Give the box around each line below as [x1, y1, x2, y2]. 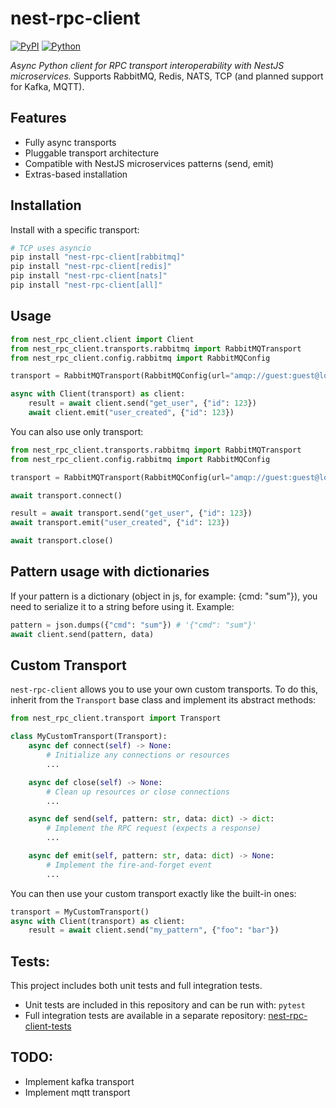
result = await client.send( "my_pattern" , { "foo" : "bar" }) [28, 925, 280, 936]
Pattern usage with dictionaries [10, 563, 210, 581]
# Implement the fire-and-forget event [46, 860, 213, 870]
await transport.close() [10, 536, 114, 546]
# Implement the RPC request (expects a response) [46, 823, 262, 834]
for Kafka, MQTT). [10, 80, 85, 92]
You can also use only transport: [10, 425, 144, 437]
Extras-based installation [24, 168, 128, 180]
